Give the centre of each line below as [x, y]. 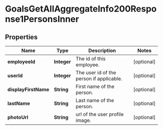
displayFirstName [28, 89]
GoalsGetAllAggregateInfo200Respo [81, 9]
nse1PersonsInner [42, 19]
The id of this [91, 59]
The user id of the [96, 72]
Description [102, 51]
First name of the [95, 87]
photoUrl [18, 117]
